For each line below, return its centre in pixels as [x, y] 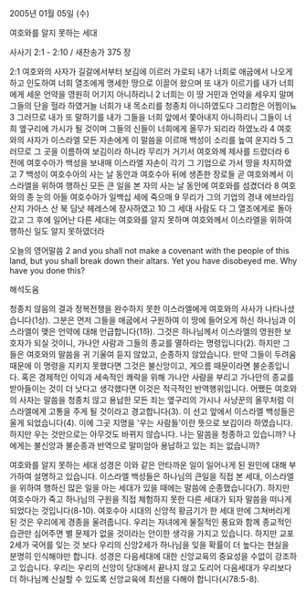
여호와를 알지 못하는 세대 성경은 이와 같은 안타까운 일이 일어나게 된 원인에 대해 [148, 465]
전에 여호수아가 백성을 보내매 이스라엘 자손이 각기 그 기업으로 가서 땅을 [135, 163]
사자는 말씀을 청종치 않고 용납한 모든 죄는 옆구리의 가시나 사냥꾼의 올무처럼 [152, 400]
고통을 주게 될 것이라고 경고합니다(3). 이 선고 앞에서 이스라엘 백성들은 [172, 411]
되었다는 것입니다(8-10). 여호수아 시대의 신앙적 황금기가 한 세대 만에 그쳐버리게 [150, 510]
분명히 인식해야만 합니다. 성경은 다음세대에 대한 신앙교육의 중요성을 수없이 [141, 556]
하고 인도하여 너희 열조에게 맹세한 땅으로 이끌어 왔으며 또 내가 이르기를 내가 [143, 83]
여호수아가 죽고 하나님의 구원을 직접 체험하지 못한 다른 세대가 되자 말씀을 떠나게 [151, 499]
